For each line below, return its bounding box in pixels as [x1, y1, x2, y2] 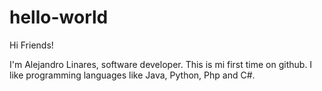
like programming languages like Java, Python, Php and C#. [9, 69, 256, 81]
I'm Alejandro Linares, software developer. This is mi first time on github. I [9, 58, 313, 70]
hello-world [9, 6, 109, 29]
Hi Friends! [9, 39, 54, 51]
